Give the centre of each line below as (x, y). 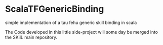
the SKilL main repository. (31, 37)
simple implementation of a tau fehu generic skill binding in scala (71, 22)
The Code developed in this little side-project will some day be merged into (81, 32)
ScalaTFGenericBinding (55, 9)
